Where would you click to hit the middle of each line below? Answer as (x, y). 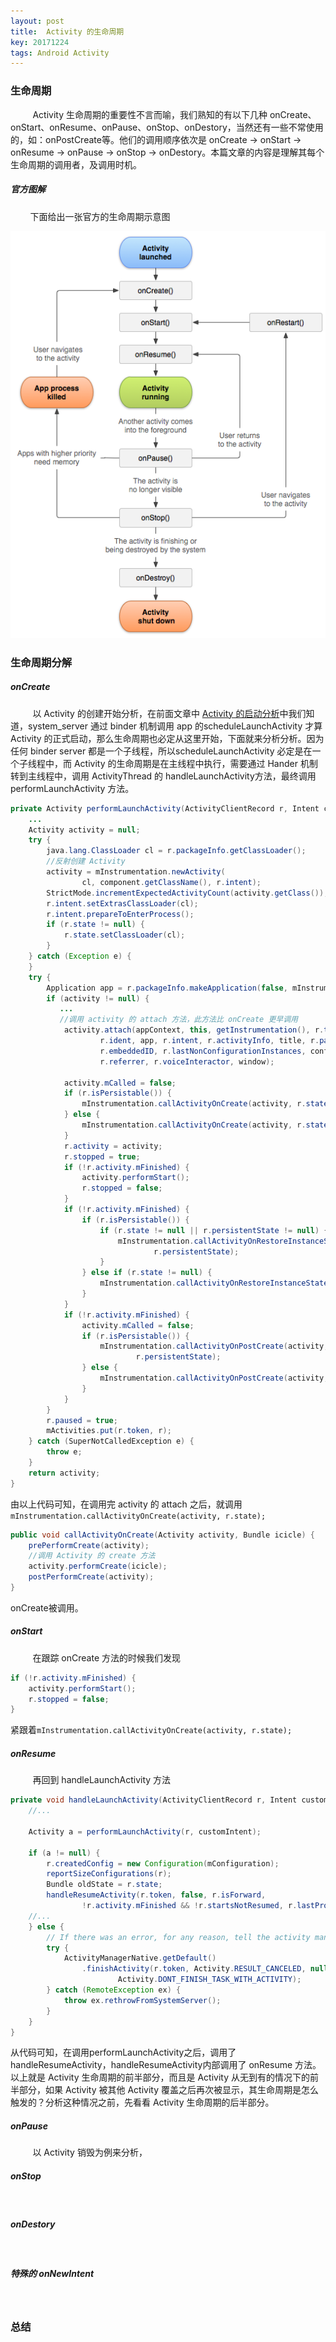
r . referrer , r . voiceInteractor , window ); (187, 1061)
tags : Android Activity (60, 53)
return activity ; (64, 1473)
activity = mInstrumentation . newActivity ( (136, 872)
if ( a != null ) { (64, 1853)
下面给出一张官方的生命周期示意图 (100, 216)
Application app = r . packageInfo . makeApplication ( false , (167, 988)
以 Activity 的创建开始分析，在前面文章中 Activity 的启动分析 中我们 (169, 713)
